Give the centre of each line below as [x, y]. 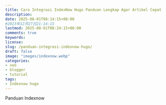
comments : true [21, 33]
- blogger [15, 70]
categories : [17, 61]
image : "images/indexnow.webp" [38, 56]
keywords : [15, 38]
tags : [11, 79]
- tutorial [16, 75]
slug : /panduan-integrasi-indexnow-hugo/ [49, 47]
